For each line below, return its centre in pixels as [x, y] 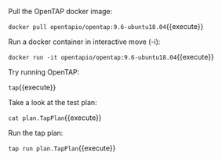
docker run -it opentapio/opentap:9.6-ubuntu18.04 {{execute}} [111, 57]
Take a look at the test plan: [53, 102]
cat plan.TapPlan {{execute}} [55, 118]
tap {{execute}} [32, 87]
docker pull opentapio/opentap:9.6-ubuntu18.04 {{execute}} [106, 26]
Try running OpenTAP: [44, 72]
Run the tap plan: [36, 133]
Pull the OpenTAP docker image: [60, 11]
